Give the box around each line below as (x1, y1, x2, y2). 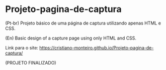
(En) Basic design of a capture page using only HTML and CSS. (5, 35, 137, 41)
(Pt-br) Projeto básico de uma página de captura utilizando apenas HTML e (5, 20, 161, 26)
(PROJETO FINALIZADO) (5, 59, 56, 65)
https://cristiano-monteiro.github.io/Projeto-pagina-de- (39, 44, 154, 50)
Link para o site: (5, 44, 39, 50)
